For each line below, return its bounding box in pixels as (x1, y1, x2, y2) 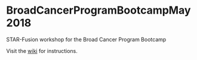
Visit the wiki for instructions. (6, 47, 78, 54)
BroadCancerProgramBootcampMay (6, 4, 191, 17)
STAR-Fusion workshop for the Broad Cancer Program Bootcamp (6, 36, 167, 43)
